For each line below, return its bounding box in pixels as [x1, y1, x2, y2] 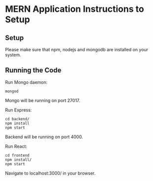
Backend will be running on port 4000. [5, 134, 83, 140]
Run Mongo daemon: [5, 79, 48, 85]
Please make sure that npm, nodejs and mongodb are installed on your [5, 47, 149, 52]
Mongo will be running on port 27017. [5, 97, 80, 103]
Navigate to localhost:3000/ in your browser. [5, 170, 96, 176]
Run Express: [5, 107, 32, 113]
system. [5, 52, 21, 58]
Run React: [5, 143, 28, 149]
